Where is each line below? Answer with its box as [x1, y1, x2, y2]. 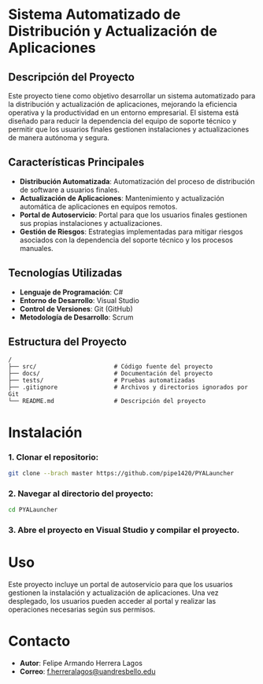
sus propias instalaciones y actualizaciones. [19, 218, 163, 227]
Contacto [8, 632, 71, 650]
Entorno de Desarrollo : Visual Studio [19, 295, 139, 305]
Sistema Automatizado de [8, 6, 181, 24]
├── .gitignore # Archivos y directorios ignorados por [8, 383, 248, 391]
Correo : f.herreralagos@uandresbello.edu [19, 667, 156, 676]
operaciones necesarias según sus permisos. [8, 605, 156, 614]
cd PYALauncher [8, 506, 58, 514]
